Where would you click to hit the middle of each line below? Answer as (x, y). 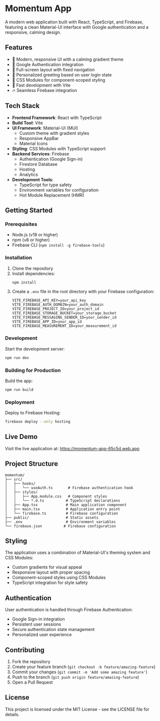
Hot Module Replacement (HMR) (52, 195)
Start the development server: (35, 349)
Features (19, 47)
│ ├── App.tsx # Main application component (66, 505)
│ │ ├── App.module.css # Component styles (56, 496)
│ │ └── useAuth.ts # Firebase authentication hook (69, 488)
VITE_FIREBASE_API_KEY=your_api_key (49, 300)
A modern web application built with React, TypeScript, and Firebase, (74, 22)
